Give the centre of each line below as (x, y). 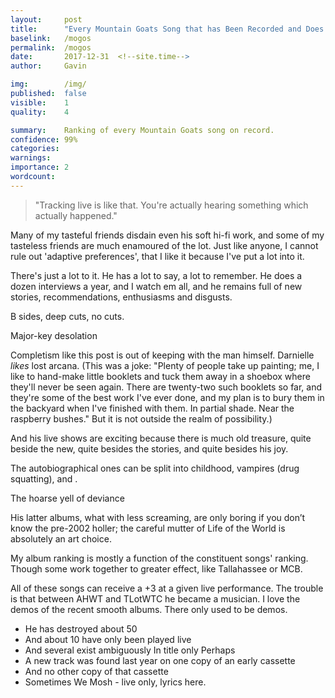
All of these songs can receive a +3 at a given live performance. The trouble (167, 588)
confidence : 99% (44, 139)
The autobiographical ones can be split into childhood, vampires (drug (155, 468)
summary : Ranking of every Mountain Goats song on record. (142, 130)
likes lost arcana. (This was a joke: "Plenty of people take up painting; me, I (165, 365)
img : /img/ (48, 84)
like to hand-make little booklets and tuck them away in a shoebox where (160, 376)
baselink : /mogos (51, 38)
